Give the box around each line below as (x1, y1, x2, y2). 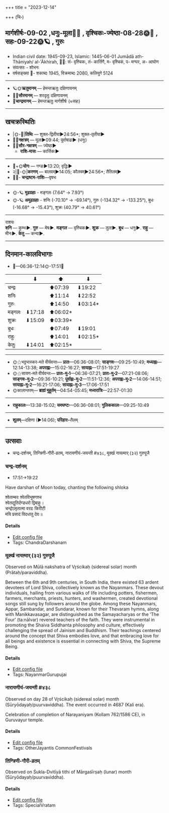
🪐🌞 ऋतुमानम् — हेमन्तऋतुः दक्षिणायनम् (12, 85, 77, 91)
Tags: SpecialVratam (12, 802, 56, 808)
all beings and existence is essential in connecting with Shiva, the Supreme (5, 638, 161, 644)
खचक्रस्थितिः (5, 118, 36, 127)
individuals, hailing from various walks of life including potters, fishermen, (5, 590, 158, 596)
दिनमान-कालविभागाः (5, 250, 53, 259)
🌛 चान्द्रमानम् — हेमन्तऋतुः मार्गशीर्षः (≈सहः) (12, 98, 80, 104)
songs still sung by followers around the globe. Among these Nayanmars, (5, 601, 157, 607)
